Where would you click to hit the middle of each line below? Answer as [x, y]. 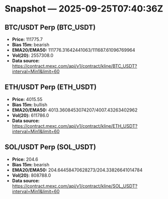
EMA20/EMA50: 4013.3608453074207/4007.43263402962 [75, 110]
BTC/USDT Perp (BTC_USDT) [50, 27]
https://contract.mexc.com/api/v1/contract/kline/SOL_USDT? [75, 186]
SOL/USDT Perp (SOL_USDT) [50, 147]
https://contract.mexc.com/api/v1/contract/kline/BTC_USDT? [74, 66]
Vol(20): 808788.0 [31, 175]
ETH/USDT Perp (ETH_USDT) [51, 87]
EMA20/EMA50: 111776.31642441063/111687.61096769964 [73, 50]
